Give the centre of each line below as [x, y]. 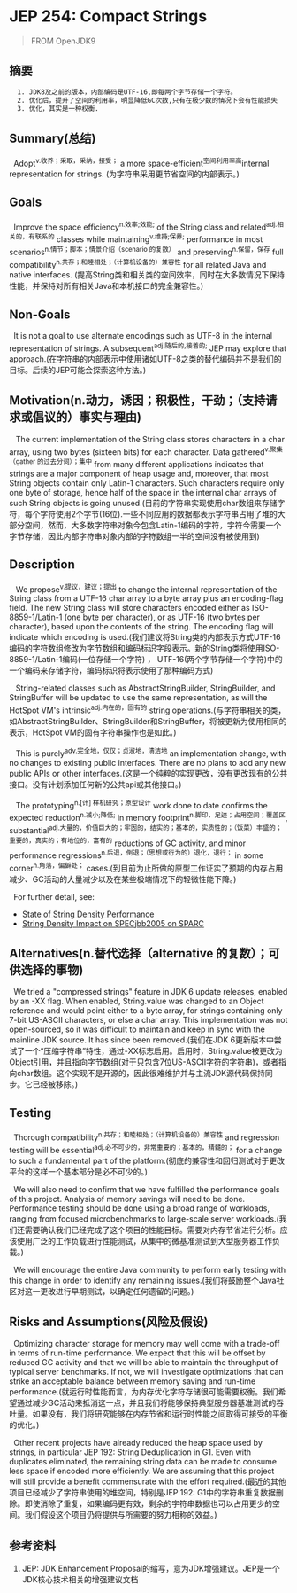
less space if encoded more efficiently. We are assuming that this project [142, 1471]
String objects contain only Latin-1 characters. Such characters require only [147, 483]
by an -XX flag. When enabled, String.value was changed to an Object [137, 1001]
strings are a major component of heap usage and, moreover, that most [139, 473]
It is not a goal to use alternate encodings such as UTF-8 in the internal [142, 336]
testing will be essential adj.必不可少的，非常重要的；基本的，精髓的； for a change [146, 1149]
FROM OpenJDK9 [63, 41]
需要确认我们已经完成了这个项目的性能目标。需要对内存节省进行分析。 [152, 1230]
